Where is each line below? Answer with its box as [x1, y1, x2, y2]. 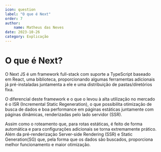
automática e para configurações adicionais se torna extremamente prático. [5, 126, 157, 132]
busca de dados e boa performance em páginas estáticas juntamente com [5, 106, 154, 112]
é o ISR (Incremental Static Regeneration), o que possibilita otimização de [5, 101, 152, 107]
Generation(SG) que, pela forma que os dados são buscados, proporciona [5, 136, 153, 142]
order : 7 [5, 16, 23, 21]
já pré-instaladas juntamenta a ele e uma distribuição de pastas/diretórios [5, 81, 152, 87]
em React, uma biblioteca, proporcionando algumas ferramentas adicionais [5, 76, 155, 82]
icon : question [5, 7, 36, 12]
